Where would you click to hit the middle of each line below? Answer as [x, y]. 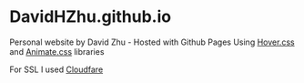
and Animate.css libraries [57, 51]
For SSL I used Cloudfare [56, 69]
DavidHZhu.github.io [90, 17]
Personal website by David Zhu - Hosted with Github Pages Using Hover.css [152, 42]
